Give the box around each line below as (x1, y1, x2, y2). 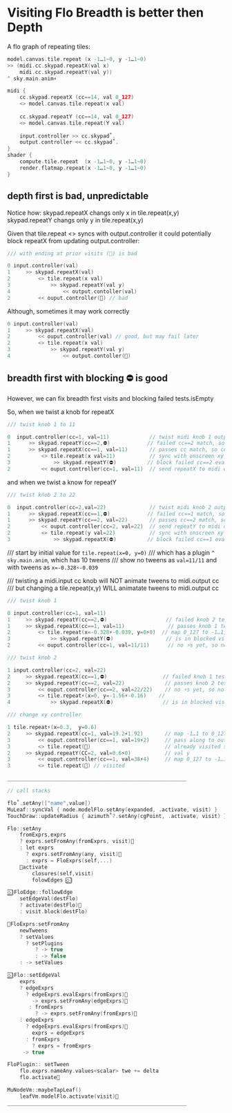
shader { (7, 152, 32, 159)
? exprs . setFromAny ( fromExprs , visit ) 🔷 (19, 838, 135, 845)
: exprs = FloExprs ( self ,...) (25, 857, 113, 864)
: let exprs (19, 844, 54, 851)
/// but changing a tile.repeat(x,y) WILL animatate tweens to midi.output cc (7, 584, 220, 592)
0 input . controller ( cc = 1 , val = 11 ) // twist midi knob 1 (7, 433, 212, 440)
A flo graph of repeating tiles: (7, 42, 91, 50)
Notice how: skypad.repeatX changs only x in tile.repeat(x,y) (7, 209, 180, 217)
